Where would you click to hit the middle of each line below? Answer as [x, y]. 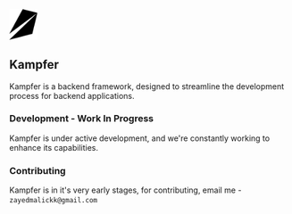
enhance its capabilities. [54, 147]
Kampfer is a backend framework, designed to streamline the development [147, 86]
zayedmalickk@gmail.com [54, 201]
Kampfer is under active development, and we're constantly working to [140, 138]
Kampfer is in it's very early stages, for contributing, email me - [125, 190]
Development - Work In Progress [82, 119]
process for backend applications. [72, 95]
